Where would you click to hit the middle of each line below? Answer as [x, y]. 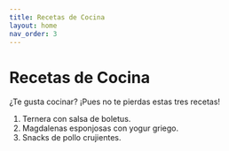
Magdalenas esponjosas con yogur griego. [100, 128]
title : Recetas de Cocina [57, 17]
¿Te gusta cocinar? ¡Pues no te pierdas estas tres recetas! [114, 102]
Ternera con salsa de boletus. [76, 119]
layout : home [33, 26]
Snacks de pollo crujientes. [71, 138]
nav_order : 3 [33, 34]
